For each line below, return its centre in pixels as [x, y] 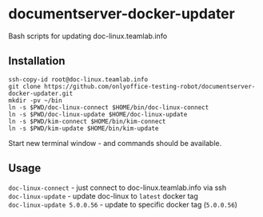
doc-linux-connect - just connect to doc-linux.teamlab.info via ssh [117, 187]
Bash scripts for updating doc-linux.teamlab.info [88, 36]
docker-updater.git [41, 93]
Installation [37, 61]
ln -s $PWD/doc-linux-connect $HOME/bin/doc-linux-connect [109, 107]
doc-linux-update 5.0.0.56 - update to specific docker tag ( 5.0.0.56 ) [123, 204]
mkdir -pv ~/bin [35, 101]
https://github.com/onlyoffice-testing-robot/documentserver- [149, 86]
